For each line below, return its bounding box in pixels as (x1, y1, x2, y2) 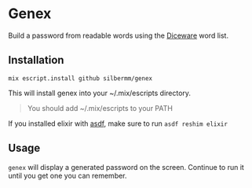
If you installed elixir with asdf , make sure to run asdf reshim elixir (8, 119, 228, 128)
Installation (8, 53, 64, 67)
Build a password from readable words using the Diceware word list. (8, 31, 229, 40)
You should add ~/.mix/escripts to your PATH (27, 103, 173, 112)
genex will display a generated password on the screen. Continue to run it (8, 162, 245, 171)
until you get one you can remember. (8, 171, 127, 180)
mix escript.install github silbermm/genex (8, 74, 153, 83)
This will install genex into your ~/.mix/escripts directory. (8, 88, 191, 98)
